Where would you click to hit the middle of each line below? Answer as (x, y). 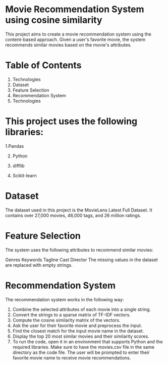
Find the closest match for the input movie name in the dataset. (78, 331)
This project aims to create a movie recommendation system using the (78, 34)
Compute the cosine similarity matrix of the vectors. (66, 320)
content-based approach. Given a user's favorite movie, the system (75, 39)
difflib (18, 166)
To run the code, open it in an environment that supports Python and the (88, 341)
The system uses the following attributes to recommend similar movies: (79, 250)
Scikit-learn (24, 175)
